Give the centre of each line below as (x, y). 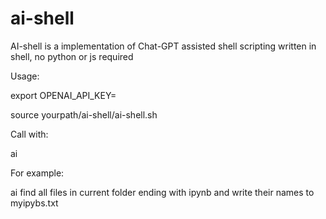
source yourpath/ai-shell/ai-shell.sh (84, 114)
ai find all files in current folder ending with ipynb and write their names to (162, 192)
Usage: (25, 76)
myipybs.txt (34, 203)
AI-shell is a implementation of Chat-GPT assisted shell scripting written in (163, 46)
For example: (37, 173)
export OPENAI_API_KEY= (63, 95)
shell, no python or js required (72, 56)
